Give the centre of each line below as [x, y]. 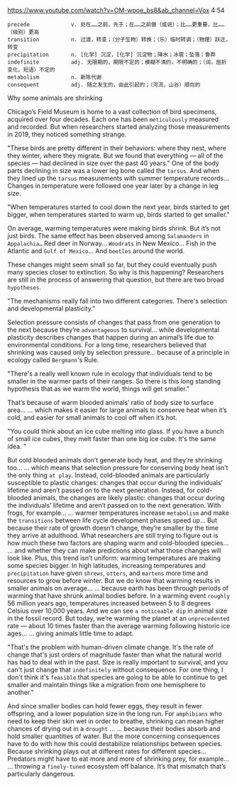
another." [21, 692]
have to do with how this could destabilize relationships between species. [115, 744]
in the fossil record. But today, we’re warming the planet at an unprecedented [118, 618]
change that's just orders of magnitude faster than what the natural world [115, 655]
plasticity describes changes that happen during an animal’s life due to [111, 337]
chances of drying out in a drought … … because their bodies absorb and [114, 729]
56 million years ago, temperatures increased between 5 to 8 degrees [109, 603]
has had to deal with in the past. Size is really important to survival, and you [118, 662]
